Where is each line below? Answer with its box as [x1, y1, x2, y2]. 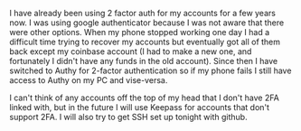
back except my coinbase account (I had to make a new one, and [9, 46, 252, 57]
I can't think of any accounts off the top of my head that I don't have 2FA [9, 92, 280, 103]
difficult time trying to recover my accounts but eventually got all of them [9, 36, 281, 47]
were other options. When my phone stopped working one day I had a [9, 27, 270, 37]
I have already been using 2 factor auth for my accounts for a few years [9, 8, 276, 18]
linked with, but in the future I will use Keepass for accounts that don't [9, 102, 269, 112]
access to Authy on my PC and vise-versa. [9, 75, 168, 85]
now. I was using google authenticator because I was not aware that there [9, 17, 285, 28]
